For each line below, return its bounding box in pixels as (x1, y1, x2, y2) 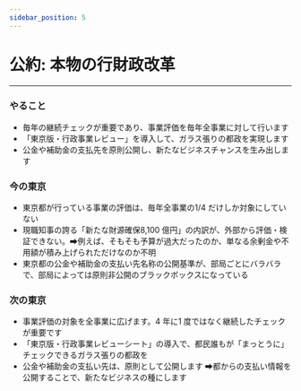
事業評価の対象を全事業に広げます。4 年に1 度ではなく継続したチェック (21, 316, 287, 327)
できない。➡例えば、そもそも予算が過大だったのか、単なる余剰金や (30, 236, 282, 247)
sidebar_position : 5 (9, 13, 87, 22)
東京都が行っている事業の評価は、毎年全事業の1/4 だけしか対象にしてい (21, 203, 287, 213)
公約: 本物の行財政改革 (9, 55, 176, 74)
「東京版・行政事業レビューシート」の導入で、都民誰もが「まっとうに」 (21, 338, 289, 350)
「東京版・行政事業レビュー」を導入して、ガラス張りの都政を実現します (21, 133, 289, 143)
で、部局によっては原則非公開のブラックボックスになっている (21, 270, 249, 281)
